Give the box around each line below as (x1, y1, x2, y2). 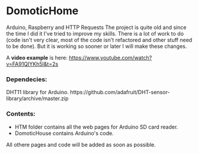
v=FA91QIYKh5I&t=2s (6, 60, 59, 68)
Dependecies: (6, 75, 47, 84)
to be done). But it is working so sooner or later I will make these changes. (6, 43, 187, 50)
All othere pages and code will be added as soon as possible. (6, 141, 156, 148)
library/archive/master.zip (6, 95, 69, 102)
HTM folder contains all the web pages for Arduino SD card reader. (14, 123, 178, 130)
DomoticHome (6, 4, 79, 18)
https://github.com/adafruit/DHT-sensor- (70, 89, 170, 96)
